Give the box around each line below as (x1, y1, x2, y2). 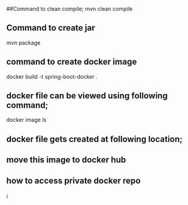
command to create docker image (6, 57, 137, 67)
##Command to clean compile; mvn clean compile (6, 5, 133, 12)
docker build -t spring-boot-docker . (6, 73, 98, 80)
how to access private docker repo (6, 175, 141, 185)
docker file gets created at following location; (6, 134, 183, 144)
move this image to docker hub (6, 155, 126, 165)
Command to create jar (6, 23, 96, 33)
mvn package (6, 39, 41, 46)
